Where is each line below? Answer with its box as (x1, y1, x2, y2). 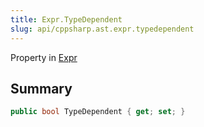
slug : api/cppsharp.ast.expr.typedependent (10, 24, 195, 34)
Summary (10, 80, 73, 97)
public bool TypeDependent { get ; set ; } (10, 107, 186, 117)
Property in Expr (10, 51, 78, 63)
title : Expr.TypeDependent (10, 14, 123, 25)
